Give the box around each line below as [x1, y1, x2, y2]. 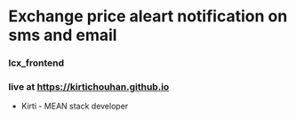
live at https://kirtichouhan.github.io [8, 81, 170, 93]
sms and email [8, 25, 117, 45]
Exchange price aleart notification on [8, 6, 288, 27]
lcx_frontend [8, 57, 65, 69]
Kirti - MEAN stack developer [20, 100, 129, 112]
